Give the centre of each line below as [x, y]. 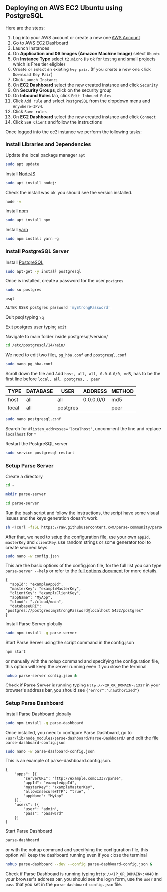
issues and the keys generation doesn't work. [52, 518]
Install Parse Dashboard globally [39, 714]
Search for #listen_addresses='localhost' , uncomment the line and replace [83, 428]
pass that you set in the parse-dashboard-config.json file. [64, 884]
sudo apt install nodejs [31, 183]
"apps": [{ [26, 774]
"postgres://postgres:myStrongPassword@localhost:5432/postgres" [74, 611]
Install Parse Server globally [34, 624]
